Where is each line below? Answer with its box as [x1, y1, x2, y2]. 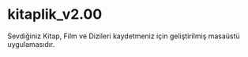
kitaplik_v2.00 [7, 5, 103, 23]
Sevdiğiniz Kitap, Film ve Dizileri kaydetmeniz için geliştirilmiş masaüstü [7, 31, 240, 41]
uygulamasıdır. [7, 39, 55, 48]
